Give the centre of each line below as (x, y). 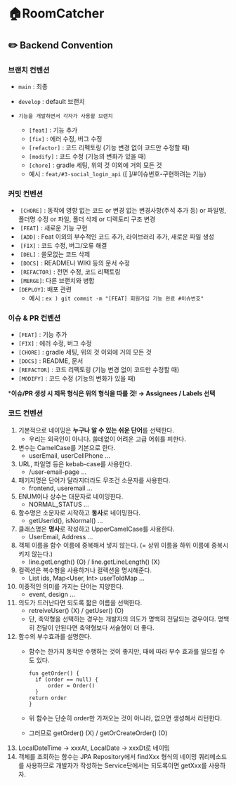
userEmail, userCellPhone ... (70, 455)
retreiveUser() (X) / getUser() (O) (76, 610)
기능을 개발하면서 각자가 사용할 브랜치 (65, 116)
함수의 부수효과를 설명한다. (55, 636)
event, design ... (52, 594)
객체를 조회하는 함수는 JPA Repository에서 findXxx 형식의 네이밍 (107, 756)
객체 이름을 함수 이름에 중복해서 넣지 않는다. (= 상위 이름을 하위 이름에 (114, 545)
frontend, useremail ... (60, 488)
